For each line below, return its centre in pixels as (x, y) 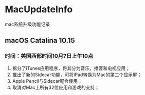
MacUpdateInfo (39, 9)
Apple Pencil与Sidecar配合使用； (47, 81)
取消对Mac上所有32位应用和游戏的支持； (56, 87)
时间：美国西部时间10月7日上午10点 (49, 56)
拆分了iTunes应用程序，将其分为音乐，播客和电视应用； (71, 68)
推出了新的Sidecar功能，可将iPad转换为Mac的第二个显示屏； (77, 75)
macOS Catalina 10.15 (40, 41)
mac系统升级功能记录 (28, 24)
